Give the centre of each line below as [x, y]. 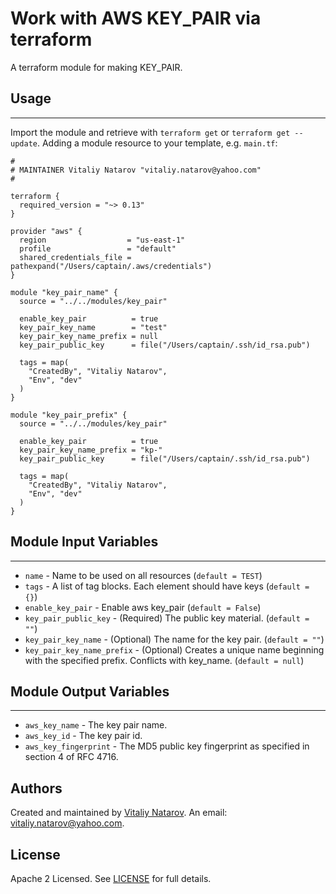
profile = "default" [98, 248]
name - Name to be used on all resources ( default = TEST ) [143, 575]
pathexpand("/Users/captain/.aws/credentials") [111, 266]
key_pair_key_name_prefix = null [89, 336]
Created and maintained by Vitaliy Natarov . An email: [119, 813]
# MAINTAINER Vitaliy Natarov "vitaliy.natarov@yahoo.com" [136, 170]
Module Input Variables [84, 542]
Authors [36, 788]
